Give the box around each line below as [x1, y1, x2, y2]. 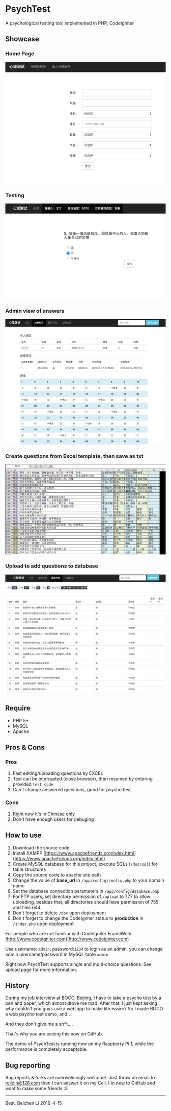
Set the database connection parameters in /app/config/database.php [12, 888, 159, 894]
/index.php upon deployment [12, 920, 74, 927]
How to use [5, 831, 42, 840]
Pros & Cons [5, 743, 45, 752]
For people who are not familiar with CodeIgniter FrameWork [5, 930, 132, 936]
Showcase [5, 35, 40, 43]
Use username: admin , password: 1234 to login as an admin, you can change [5, 945, 163, 952]
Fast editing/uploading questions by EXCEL [12, 770, 103, 776]
